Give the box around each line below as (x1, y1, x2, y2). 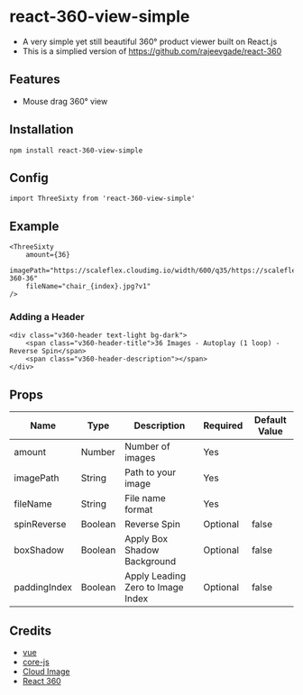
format (124, 503, 153, 516)
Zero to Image (124, 581, 184, 594)
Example (9, 218, 60, 233)
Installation (9, 122, 74, 137)
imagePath (14, 471, 60, 484)
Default (253, 414, 287, 426)
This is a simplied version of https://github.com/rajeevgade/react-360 (22, 45, 282, 56)
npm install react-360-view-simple (9, 146, 143, 155)
